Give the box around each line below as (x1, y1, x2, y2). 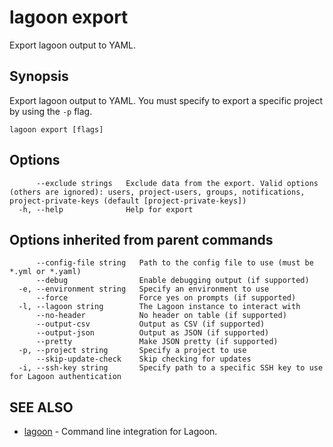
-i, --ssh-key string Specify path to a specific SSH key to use (18, 363, 324, 373)
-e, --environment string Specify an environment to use (18, 284, 270, 295)
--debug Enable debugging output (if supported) (35, 276, 310, 286)
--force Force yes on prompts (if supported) (35, 293, 297, 303)
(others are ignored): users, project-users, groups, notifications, (9, 187, 306, 197)
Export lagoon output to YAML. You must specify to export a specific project (9, 94, 324, 106)
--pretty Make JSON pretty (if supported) (35, 337, 279, 347)
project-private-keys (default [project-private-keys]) (9, 196, 247, 206)
